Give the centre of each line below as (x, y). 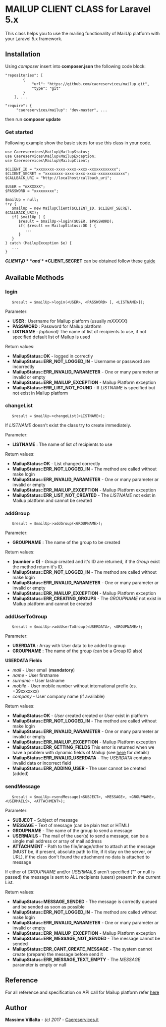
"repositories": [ (24, 75)
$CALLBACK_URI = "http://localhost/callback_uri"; (58, 178)
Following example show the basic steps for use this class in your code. (78, 143)
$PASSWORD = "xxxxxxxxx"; (32, 191)
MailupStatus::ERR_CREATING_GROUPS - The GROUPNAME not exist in (87, 599)
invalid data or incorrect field (42, 763)
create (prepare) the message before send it (57, 954)
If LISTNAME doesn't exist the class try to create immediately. (68, 425)
